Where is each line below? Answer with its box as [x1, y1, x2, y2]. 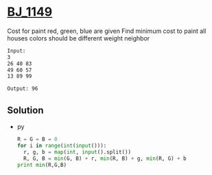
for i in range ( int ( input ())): [16, 142, 107, 149]
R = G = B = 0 [16, 136, 58, 143]
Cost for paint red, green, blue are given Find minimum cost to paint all [7, 27, 207, 35]
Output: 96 [7, 85, 38, 93]
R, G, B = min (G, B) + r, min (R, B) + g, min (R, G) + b [23, 155, 187, 162]
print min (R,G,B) [16, 161, 67, 168]
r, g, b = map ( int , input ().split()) [23, 148, 132, 155]
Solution [7, 104, 44, 116]
